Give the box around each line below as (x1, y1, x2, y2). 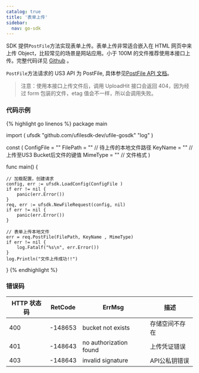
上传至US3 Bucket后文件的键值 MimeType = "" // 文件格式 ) (6, 151, 150, 158)
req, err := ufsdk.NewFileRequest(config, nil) (6, 201, 126, 208)
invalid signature (82, 356, 129, 364)
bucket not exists (82, 323, 130, 331)
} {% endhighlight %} (6, 266, 58, 273)
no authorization (82, 338, 129, 346)
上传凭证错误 (150, 342, 186, 350)
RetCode (50, 303, 76, 311)
